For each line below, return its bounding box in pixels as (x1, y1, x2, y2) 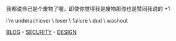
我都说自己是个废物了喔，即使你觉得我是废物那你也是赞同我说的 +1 (6, 5, 170, 12)
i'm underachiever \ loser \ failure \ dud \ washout (6, 17, 128, 24)
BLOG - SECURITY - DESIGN (6, 29, 77, 36)
